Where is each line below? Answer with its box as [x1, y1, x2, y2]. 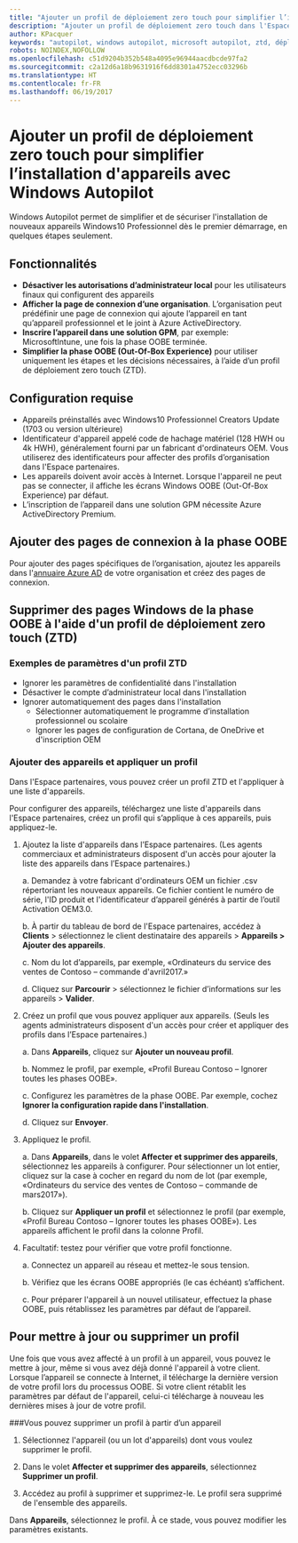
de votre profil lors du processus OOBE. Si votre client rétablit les [9, 1381, 247, 1392]
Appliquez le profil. [21, 1134, 91, 1145]
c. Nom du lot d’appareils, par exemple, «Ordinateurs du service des [21, 956, 272, 967]
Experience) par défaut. [21, 490, 109, 500]
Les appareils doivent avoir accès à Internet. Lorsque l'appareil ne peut [21, 471, 282, 482]
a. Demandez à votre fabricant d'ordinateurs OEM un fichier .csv [21, 875, 258, 885]
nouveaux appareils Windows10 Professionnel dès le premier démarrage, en [9, 221, 288, 232]
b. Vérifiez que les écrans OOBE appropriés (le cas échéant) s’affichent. [21, 1276, 286, 1287]
